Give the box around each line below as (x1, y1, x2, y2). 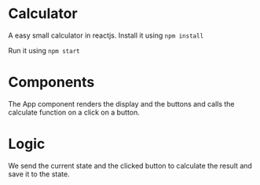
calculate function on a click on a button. (8, 107, 140, 117)
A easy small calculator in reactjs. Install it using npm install (8, 31, 204, 40)
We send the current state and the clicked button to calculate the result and (8, 161, 253, 170)
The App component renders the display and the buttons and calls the (8, 99, 235, 108)
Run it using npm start (8, 45, 80, 55)
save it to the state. (8, 169, 70, 179)
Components (8, 74, 95, 91)
